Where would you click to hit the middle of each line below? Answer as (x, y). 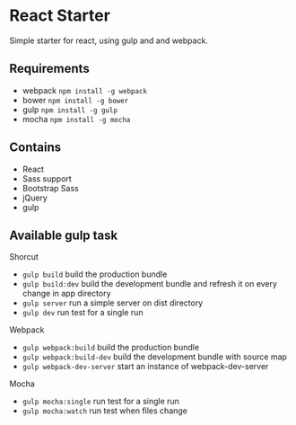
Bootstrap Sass (50, 188)
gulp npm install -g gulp (70, 110)
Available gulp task (64, 235)
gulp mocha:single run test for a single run (100, 402)
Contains (35, 148)
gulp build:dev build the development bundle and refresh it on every (150, 284)
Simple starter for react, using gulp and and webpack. (109, 40)
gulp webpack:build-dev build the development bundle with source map (154, 357)
